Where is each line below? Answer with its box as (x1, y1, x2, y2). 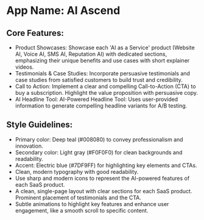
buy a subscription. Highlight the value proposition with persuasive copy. (15, 89, 199, 96)
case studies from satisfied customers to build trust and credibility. (15, 77, 183, 83)
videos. (15, 63, 34, 70)
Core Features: (6, 28, 64, 38)
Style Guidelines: (6, 120, 73, 130)
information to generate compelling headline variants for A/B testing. (15, 102, 188, 109)
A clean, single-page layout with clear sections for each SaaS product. (15, 187, 192, 194)
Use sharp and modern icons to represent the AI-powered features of (15, 174, 190, 182)
